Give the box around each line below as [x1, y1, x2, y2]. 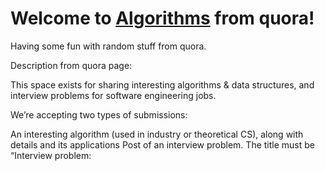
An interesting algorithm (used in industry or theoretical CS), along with [10, 128, 304, 140]
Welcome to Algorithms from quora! [10, 7, 315, 30]
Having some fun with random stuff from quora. [10, 40, 207, 52]
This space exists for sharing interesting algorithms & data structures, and [10, 78, 315, 91]
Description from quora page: [10, 59, 133, 71]
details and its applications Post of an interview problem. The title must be [10, 138, 315, 151]
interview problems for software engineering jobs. [10, 89, 217, 101]
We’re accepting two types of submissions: [10, 108, 188, 121]
